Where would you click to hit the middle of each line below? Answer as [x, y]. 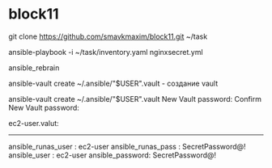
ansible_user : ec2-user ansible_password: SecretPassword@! [113, 155]
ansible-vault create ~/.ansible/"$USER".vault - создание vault [113, 83]
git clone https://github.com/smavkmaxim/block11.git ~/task [108, 36]
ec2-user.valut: [34, 123]
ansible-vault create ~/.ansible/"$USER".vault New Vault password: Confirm [135, 99]
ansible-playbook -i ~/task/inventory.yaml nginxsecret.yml [106, 52]
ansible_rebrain [34, 67]
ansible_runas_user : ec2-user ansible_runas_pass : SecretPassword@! [127, 146]
